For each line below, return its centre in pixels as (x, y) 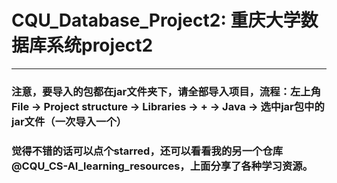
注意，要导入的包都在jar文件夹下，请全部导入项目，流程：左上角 (166, 91)
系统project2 (100, 45)
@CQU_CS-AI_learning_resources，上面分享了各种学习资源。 (162, 166)
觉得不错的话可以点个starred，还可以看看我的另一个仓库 (147, 151)
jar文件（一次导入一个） (69, 121)
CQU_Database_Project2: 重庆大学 (156, 20)
